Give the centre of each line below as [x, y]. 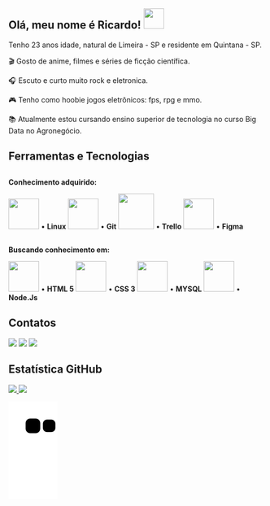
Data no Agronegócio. [45, 130]
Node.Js [23, 297]
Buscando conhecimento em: [59, 250]
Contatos [33, 323]
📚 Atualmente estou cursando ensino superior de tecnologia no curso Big [133, 119]
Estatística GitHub [55, 370]
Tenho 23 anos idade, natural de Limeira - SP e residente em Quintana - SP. [135, 45]
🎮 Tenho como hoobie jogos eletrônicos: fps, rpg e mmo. [105, 99]
